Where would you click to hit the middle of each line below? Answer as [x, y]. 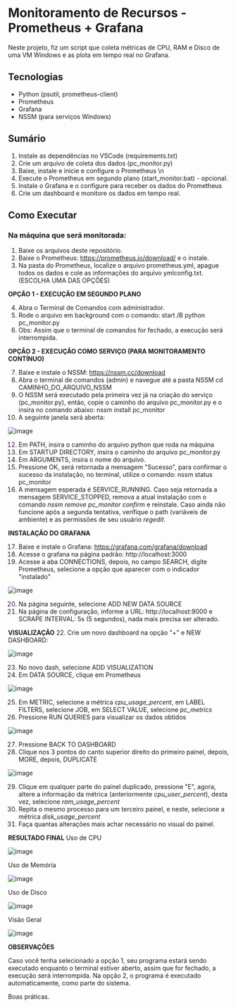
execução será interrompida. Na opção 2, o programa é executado [105, 976]
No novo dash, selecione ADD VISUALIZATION [86, 668]
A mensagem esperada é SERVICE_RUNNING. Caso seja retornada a [118, 490]
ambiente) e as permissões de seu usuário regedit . [92, 520]
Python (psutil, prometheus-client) [68, 94]
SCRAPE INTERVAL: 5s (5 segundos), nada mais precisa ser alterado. [119, 619]
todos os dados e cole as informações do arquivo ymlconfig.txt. [111, 273]
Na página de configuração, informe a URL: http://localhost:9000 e [116, 611]
